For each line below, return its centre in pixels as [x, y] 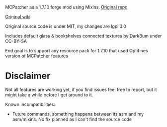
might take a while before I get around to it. [49, 95]
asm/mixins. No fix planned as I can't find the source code [72, 119]
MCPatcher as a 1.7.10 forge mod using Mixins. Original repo [66, 7]
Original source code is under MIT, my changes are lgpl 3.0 [66, 26]
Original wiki [18, 17]
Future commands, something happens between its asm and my [78, 114]
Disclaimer [28, 76]
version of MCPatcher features [37, 56]
